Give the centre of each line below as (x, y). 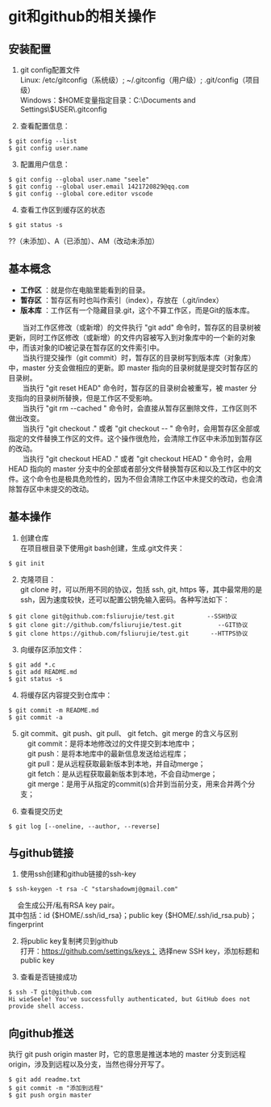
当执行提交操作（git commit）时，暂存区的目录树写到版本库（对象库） (139, 357)
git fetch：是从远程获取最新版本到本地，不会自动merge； (122, 773)
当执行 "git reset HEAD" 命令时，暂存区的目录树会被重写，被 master (135, 388)
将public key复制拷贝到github (69, 941)
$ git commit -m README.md (54, 710)
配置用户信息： (45, 164)
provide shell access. (46, 1007)
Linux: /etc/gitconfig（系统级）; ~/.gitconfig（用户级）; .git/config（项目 (140, 80)
